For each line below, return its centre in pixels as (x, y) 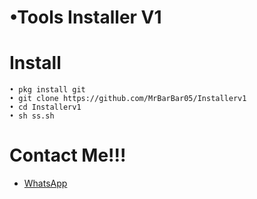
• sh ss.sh (32, 116)
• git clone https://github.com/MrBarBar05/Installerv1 (128, 99)
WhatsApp (45, 183)
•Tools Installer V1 (85, 17)
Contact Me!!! (68, 155)
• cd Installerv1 (45, 107)
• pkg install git (47, 90)
